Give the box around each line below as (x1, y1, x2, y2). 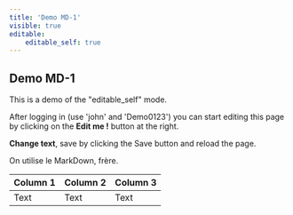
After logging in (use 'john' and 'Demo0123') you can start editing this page (9, 112, 285, 123)
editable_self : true (25, 37, 101, 47)
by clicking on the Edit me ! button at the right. (9, 121, 179, 131)
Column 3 (115, 177, 157, 189)
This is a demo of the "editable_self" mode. (9, 94, 167, 105)
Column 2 (64, 177, 107, 189)
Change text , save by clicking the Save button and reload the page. (9, 139, 257, 149)
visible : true (9, 21, 62, 30)
